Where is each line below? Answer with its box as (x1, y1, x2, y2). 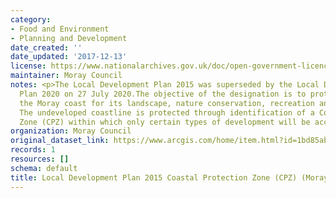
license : (10, 61, 47, 71)
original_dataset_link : (10, 136, 110, 146)
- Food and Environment (10, 24, 110, 34)
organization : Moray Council (10, 126, 132, 136)
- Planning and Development (10, 33, 128, 43)
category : (10, 14, 52, 25)
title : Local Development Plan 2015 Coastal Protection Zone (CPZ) (10, 172, 298, 183)
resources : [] (10, 154, 70, 164)
